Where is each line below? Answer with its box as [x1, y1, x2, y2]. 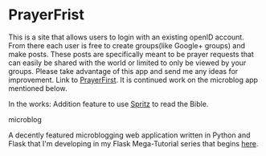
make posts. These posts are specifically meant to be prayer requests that [8, 49, 255, 59]
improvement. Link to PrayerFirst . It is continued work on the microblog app [8, 75, 259, 84]
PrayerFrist [8, 6, 84, 24]
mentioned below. [8, 83, 68, 93]
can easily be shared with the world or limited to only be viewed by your [8, 58, 247, 68]
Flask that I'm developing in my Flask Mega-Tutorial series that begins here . [8, 138, 259, 148]
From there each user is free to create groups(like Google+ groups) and [8, 40, 245, 50]
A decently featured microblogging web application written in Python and [8, 130, 251, 140]
